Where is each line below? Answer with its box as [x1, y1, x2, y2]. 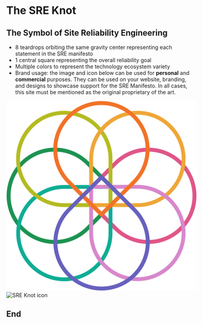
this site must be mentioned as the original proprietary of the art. [14, 89, 176, 95]
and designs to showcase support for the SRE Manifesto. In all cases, [14, 82, 188, 89]
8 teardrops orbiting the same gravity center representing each [14, 43, 172, 51]
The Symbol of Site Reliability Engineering [6, 28, 168, 38]
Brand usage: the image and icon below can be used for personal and [14, 69, 190, 76]
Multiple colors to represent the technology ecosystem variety [14, 63, 170, 70]
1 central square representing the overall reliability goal [14, 57, 152, 63]
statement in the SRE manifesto [14, 50, 94, 57]
